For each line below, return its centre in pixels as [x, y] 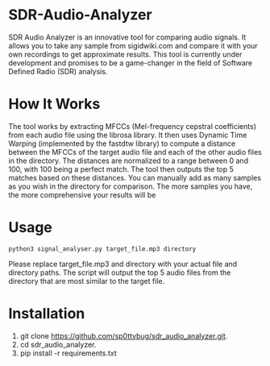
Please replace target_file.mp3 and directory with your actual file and [123, 264]
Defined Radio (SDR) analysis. [58, 71]
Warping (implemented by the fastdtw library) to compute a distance [122, 143]
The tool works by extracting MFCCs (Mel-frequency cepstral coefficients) [132, 126]
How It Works [54, 104]
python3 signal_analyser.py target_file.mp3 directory [102, 249]
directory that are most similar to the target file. [87, 281]
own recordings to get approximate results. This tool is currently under [125, 54]
